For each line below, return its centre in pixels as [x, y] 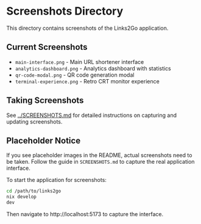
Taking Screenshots [45, 101]
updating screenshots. [34, 121]
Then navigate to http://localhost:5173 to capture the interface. [85, 214]
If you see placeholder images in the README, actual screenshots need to [99, 155]
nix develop [21, 197]
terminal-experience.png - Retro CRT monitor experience [87, 81]
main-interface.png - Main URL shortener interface [79, 61]
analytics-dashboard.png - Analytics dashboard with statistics [93, 68]
